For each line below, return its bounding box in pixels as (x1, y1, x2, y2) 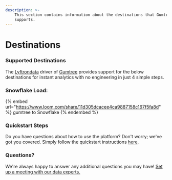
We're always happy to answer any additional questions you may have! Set (5, 163, 163, 169)
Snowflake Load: (5, 87, 48, 94)
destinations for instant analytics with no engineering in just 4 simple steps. (5, 74, 164, 80)
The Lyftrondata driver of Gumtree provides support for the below (5, 68, 144, 74)
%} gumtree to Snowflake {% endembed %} (5, 109, 99, 115)
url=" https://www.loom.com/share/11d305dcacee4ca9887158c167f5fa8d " (5, 104, 161, 110)
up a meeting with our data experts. (5, 169, 80, 175)
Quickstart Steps (5, 122, 49, 129)
